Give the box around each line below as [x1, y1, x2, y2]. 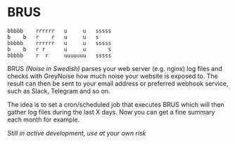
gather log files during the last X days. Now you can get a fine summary [7, 107, 215, 116]
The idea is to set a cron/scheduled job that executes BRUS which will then [7, 100, 225, 109]
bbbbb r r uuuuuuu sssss [7, 52, 112, 59]
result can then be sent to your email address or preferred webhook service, [7, 79, 229, 88]
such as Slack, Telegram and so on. [7, 86, 110, 95]
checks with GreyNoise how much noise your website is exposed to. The [7, 72, 218, 80]
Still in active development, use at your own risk [7, 129, 146, 137]
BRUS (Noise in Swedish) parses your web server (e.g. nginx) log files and [7, 64, 223, 72]
